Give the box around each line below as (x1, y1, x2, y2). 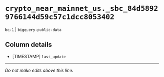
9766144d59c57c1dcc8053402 (5, 13, 115, 22)
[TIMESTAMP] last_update (12, 53, 66, 59)
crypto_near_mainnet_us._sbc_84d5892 (5, 4, 159, 13)
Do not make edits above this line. (5, 67, 74, 73)
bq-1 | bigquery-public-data (5, 26, 62, 32)
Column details (5, 41, 52, 49)
